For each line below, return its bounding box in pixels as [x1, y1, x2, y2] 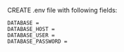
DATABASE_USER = [7, 32, 55, 39]
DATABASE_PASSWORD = [7, 38, 68, 45]
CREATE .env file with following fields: [7, 6, 118, 14]
